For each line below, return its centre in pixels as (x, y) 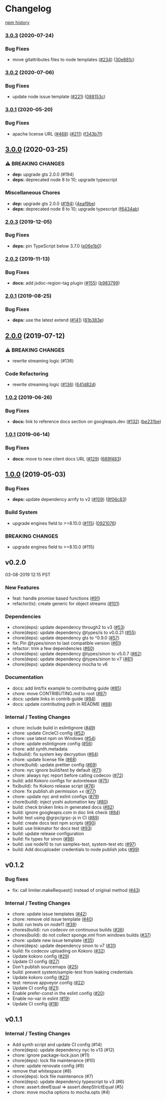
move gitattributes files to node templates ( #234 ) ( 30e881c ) (73, 60)
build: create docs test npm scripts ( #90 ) (54, 823)
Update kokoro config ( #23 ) (41, 977)
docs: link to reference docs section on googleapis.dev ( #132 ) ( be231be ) (87, 422)
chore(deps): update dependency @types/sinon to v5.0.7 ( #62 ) (77, 654)
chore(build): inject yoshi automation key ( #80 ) (60, 802)
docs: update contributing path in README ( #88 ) (62, 704)
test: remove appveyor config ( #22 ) (49, 982)
